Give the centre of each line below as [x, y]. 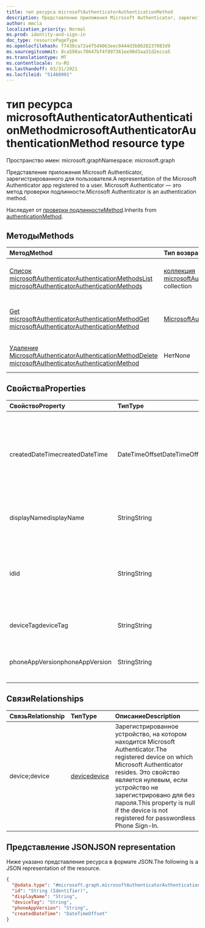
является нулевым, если [151, 780]
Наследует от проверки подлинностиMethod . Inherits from [81, 210]
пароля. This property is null [155, 802]
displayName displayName [47, 518]
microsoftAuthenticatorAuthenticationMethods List [81, 278]
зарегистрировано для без [155, 795]
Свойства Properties [46, 389]
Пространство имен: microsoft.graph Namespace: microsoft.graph [91, 161]
